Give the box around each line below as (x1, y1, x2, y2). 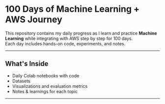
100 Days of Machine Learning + (5, 3, 140, 15)
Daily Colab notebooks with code (12, 72, 80, 78)
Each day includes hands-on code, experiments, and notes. (5, 40, 126, 46)
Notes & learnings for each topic (12, 88, 78, 94)
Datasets (12, 78, 30, 84)
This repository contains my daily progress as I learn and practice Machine (5, 30, 157, 36)
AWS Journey (5, 14, 62, 25)
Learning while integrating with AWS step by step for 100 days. (5, 35, 133, 41)
